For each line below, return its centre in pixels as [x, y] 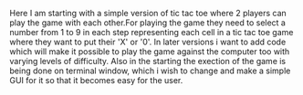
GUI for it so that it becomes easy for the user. [96, 80]
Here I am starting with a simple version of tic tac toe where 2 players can [148, 13]
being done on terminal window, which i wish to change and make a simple [150, 71]
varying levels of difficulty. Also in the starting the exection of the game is [148, 61]
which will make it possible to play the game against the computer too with [150, 52]
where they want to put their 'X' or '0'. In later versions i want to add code [148, 42]
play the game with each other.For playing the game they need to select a [147, 23]
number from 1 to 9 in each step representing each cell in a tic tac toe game [151, 32]
